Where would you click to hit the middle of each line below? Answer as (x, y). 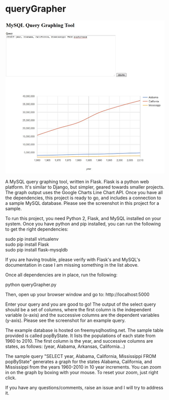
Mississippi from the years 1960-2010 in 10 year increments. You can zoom (83, 367)
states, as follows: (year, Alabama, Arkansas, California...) (65, 347)
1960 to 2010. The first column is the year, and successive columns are (79, 341)
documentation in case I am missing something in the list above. (72, 265)
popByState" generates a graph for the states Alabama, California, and (79, 362)
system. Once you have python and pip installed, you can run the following (83, 224)
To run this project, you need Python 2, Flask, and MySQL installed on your (83, 219)
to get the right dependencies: (37, 229)
